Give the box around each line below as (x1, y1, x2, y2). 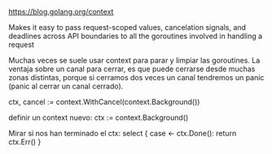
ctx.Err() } (8, 137, 42, 147)
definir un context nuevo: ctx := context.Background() (8, 113, 189, 122)
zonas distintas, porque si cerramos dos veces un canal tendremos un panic (8, 73, 265, 82)
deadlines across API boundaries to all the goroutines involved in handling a (8, 32, 263, 41)
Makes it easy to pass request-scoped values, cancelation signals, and (8, 23, 247, 32)
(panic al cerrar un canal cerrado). (8, 81, 124, 91)
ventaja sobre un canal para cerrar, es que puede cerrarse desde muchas (8, 64, 256, 74)
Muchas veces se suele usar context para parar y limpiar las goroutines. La (8, 56, 261, 65)
